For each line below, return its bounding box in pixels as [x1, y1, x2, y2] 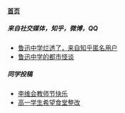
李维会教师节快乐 [17, 89, 68, 97]
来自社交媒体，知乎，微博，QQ [7, 24, 98, 33]
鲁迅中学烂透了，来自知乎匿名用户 [17, 43, 118, 52]
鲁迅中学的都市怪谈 [17, 52, 75, 60]
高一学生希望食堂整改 [17, 98, 80, 107]
